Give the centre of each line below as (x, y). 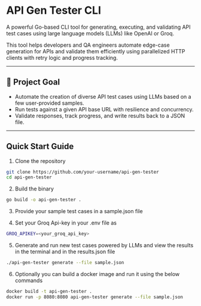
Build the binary (34, 189)
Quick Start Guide (40, 146)
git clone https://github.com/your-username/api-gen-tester (83, 172)
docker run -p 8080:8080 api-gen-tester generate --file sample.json (95, 297)
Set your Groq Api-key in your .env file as (66, 223)
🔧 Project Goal (33, 82)
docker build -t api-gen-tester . (49, 291)
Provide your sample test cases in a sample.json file (79, 211)
